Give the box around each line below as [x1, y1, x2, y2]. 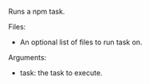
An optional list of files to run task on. [19, 37, 143, 47]
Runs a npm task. [8, 7, 65, 16]
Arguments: [8, 53, 47, 62]
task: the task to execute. [19, 68, 103, 78]
